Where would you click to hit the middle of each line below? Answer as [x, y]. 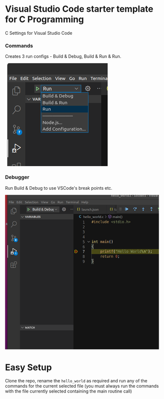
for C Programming [44, 19]
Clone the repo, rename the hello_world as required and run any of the [76, 381]
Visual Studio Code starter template [79, 9]
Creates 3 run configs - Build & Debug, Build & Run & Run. [63, 56]
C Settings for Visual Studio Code [39, 33]
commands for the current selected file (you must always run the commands [82, 386]
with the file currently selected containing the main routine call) [69, 391]
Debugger [17, 177]
